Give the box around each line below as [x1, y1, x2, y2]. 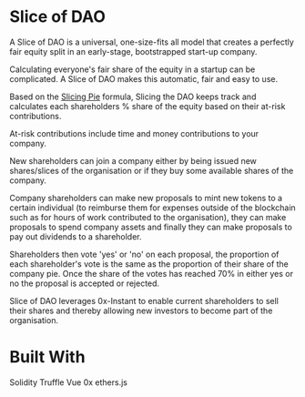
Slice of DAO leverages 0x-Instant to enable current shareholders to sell [9, 295, 280, 306]
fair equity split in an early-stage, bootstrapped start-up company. [9, 46, 258, 56]
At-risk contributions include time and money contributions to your [9, 127, 259, 138]
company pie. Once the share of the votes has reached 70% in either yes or [9, 268, 294, 279]
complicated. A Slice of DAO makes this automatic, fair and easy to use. [9, 73, 279, 84]
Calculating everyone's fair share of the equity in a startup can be [9, 64, 256, 75]
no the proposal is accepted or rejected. [9, 278, 160, 289]
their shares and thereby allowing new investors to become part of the [9, 305, 273, 316]
